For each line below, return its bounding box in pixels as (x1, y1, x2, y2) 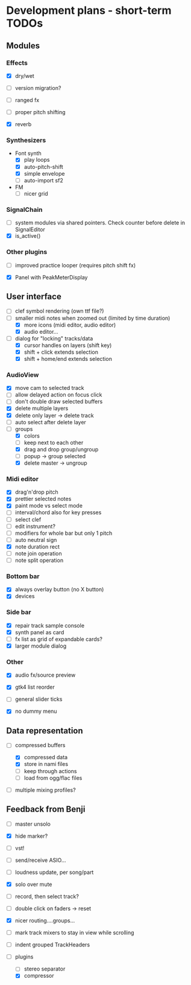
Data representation (6, 725, 83, 736)
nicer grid (23, 190, 48, 197)
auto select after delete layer (14, 418, 86, 426)
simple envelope (23, 170, 65, 177)
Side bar (6, 608, 31, 616)
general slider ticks (14, 695, 63, 703)
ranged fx (14, 97, 40, 103)
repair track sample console (14, 622, 85, 629)
